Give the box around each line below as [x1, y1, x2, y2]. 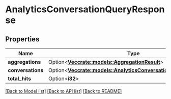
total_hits [8, 75, 32, 82]
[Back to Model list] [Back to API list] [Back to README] [5, 88, 122, 94]
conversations [8, 67, 44, 73]
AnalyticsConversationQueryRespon [5, 4, 165, 15]
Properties [5, 35, 40, 43]
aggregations [8, 59, 41, 65]
